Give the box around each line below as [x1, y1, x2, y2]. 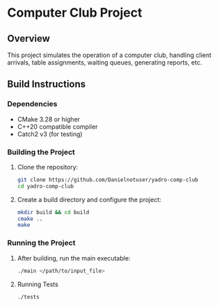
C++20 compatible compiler [17, 122, 99, 131]
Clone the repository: [17, 163, 79, 171]
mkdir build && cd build [17, 208, 90, 216]
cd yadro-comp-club [17, 183, 74, 190]
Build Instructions [7, 78, 86, 90]
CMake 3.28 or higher [17, 115, 81, 123]
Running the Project [7, 238, 76, 248]
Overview [7, 33, 51, 44]
